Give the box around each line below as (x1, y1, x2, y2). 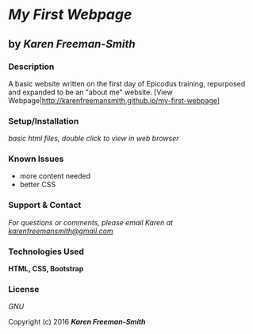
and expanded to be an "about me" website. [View (8, 87, 173, 97)
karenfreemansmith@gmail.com (8, 226, 113, 236)
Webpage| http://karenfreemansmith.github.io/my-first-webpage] (8, 95, 220, 105)
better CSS (19, 180, 56, 190)
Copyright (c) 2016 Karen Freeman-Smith (8, 317, 146, 327)
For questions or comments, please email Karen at (8, 217, 173, 227)
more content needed (19, 171, 91, 181)
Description (8, 61, 55, 72)
